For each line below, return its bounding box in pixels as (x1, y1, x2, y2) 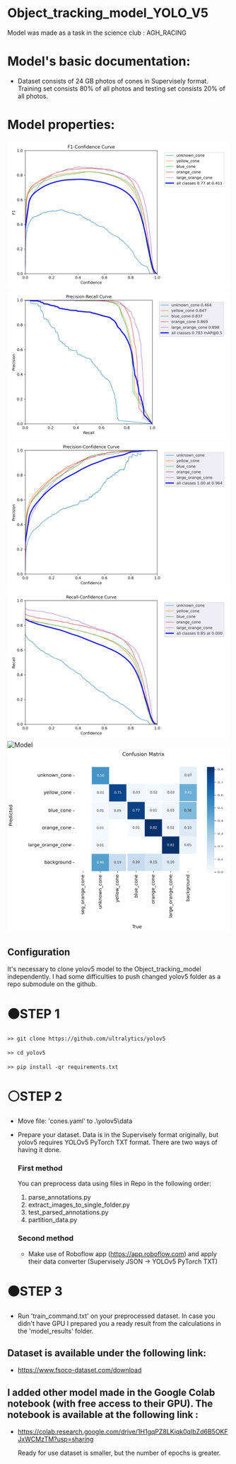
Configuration (7, 946, 71, 958)
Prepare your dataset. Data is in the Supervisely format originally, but (17, 1131, 219, 1139)
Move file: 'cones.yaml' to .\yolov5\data (17, 1117, 133, 1125)
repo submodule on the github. (7, 980, 98, 988)
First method (17, 1163, 63, 1173)
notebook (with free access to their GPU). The (7, 1397, 213, 1409)
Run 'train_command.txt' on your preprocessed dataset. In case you (17, 1312, 216, 1320)
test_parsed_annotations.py (28, 1208, 109, 1217)
